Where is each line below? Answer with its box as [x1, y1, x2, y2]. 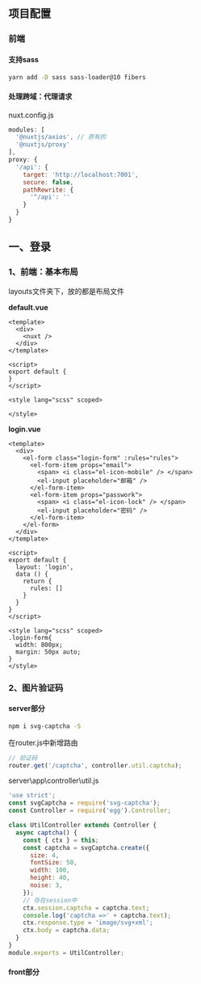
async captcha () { [15, 828, 78, 837]
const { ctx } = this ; [23, 836, 99, 844]
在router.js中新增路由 [8, 738, 78, 747]
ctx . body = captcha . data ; [23, 927, 111, 935]
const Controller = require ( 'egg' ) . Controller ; [8, 806, 172, 815]
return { [23, 577, 52, 585]
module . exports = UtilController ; [8, 948, 125, 957]
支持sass [8, 54, 39, 64]
